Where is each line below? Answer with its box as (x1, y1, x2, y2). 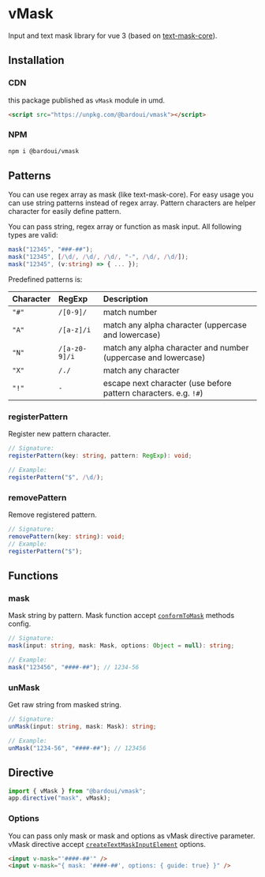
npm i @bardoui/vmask (8, 147, 80, 155)
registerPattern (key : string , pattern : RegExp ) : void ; (8, 452, 192, 460)
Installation (8, 54, 65, 67)
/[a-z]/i (58, 325, 91, 335)
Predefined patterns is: (8, 275, 83, 284)
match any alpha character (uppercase (103, 320, 247, 331)
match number (103, 307, 158, 318)
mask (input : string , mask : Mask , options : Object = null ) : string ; (8, 642, 235, 650)
